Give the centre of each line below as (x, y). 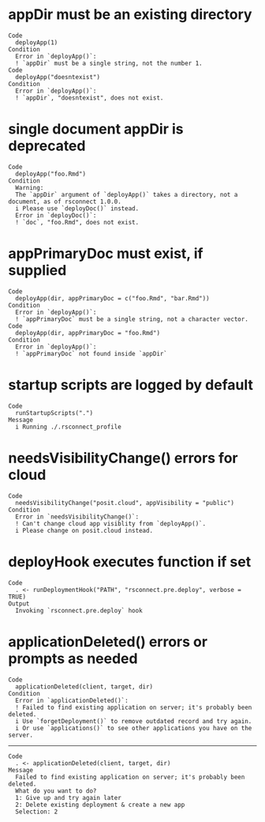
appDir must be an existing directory (130, 15)
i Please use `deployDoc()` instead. (77, 208)
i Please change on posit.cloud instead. (84, 530)
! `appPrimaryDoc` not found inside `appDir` (91, 353)
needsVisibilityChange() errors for (123, 458)
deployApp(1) (37, 42)
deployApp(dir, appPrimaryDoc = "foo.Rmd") (88, 333)
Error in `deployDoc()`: (56, 215)
